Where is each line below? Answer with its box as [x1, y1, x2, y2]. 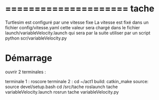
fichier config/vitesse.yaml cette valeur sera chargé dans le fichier [5, 24, 140, 30]
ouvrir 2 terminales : [5, 69, 46, 75]
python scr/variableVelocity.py [5, 35, 67, 41]
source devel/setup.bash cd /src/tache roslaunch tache [5, 84, 118, 90]
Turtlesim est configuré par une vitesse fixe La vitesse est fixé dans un [5, 19, 149, 25]
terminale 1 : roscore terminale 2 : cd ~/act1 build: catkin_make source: [5, 78, 149, 84]
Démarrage [5, 52, 52, 64]
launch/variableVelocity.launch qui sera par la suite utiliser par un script [5, 30, 151, 36]
